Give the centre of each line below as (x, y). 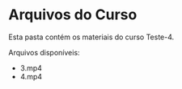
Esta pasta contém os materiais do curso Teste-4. (91, 37)
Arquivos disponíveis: (44, 52)
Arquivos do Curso (73, 15)
